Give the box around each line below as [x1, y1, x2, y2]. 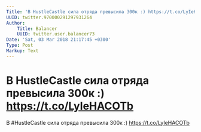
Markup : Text [6, 48, 39, 54]
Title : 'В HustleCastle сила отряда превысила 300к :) [6, 8, 146, 15]
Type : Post [6, 43, 33, 49]
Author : [6, 20, 26, 26]
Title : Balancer [17, 25, 58, 32]
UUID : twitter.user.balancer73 [17, 31, 95, 37]
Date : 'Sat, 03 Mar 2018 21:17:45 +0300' [6, 37, 111, 43]
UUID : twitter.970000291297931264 [6, 14, 93, 20]
